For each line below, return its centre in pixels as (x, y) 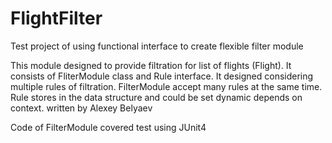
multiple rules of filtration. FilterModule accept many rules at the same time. (166, 86)
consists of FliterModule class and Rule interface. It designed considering (162, 76)
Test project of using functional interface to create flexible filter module (157, 46)
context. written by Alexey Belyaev (81, 108)
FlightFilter (56, 18)
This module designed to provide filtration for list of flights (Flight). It (151, 65)
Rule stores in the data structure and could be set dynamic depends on (156, 97)
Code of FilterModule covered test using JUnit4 (108, 127)
